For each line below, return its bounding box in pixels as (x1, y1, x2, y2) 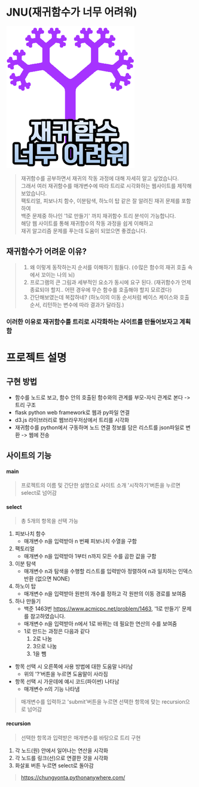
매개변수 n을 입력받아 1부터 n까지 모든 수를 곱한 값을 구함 (23, 553, 157, 560)
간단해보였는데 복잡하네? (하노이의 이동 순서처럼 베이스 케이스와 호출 (29, 294, 189, 301)
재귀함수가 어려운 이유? (6, 247, 87, 257)
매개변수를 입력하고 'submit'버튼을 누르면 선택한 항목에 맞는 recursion (20, 698, 185, 705)
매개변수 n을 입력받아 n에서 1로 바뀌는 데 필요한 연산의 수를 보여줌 (23, 620, 177, 627)
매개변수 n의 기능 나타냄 (23, 686, 80, 693)
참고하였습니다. (30, 613, 66, 620)
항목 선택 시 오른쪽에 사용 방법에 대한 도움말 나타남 (14, 663, 133, 670)
